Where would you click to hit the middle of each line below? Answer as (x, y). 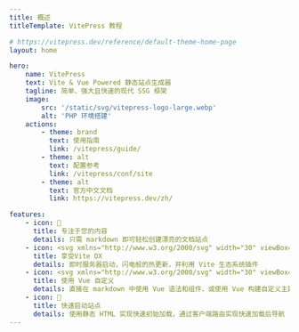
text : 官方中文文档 (81, 190)
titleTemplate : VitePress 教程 (66, 26)
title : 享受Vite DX (67, 256)
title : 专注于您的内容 (70, 231)
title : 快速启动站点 (67, 305)
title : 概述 (30, 17)
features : (28, 215)
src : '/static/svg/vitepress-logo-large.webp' (129, 108)
